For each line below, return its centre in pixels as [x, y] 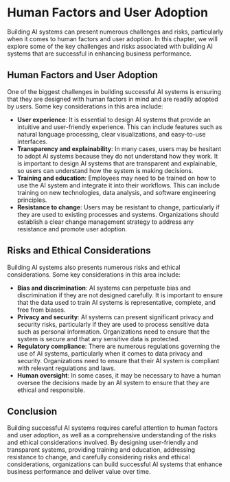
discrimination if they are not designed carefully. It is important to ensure [120, 295]
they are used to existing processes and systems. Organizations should [118, 214]
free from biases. [41, 310]
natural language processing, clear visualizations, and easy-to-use [111, 134]
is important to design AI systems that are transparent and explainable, [117, 163]
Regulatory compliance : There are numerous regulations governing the [118, 346]
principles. [32, 200]
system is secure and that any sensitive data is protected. [99, 338]
